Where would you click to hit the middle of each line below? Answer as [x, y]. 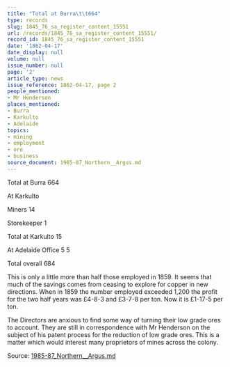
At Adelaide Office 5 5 [39, 250]
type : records [28, 20]
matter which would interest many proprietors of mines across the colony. [113, 342]
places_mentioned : [34, 104]
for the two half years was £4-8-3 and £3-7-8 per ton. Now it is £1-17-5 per [115, 299]
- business [23, 156]
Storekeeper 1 [27, 223]
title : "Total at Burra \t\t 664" [54, 14]
